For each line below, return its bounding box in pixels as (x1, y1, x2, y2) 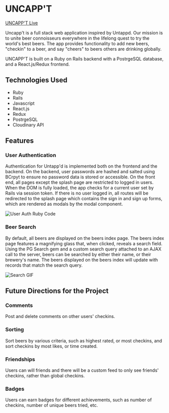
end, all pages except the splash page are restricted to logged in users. (5, 179, 154, 185)
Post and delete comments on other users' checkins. (5, 313, 115, 320)
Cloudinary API (12, 121, 44, 128)
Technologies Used (5, 76, 67, 84)
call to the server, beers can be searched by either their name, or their (5, 251, 151, 257)
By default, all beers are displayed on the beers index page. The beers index (5, 235, 164, 241)
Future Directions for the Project (5, 287, 109, 295)
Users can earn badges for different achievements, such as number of (5, 397, 152, 403)
